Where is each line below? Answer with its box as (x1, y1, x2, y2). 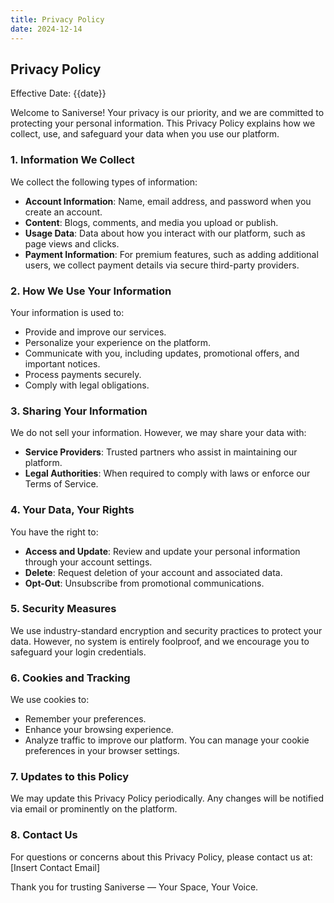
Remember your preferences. (24, 713, 147, 725)
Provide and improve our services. (24, 326, 167, 338)
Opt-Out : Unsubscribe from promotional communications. (24, 577, 265, 589)
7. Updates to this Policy (10, 770, 129, 784)
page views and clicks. (24, 237, 120, 250)
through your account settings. (24, 556, 153, 568)
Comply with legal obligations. (24, 379, 150, 391)
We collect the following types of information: (10, 176, 198, 188)
